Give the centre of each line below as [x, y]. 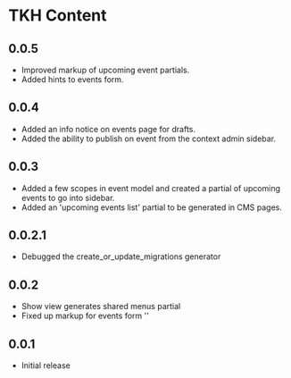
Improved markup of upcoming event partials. [105, 70]
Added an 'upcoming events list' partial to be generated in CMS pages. [152, 207]
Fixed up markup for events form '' [85, 316]
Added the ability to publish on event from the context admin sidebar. [149, 139]
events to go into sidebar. [68, 197]
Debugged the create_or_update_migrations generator [121, 256]
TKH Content [58, 16]
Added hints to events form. [72, 80]
